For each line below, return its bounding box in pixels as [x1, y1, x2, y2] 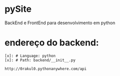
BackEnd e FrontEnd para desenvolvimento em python [4, 20, 116, 26]
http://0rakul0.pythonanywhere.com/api [4, 66, 87, 71]
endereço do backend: [4, 37, 99, 48]
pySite [4, 3, 32, 15]
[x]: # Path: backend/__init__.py [4, 58, 76, 63]
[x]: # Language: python [4, 53, 56, 58]
